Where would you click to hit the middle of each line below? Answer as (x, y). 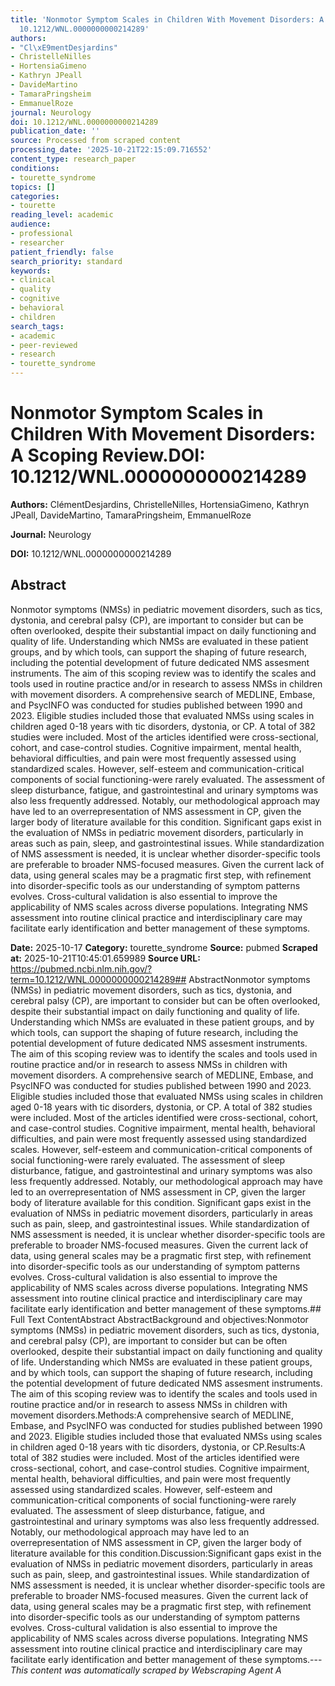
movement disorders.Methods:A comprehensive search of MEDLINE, (152, 1415)
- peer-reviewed (44, 345)
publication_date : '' (55, 131)
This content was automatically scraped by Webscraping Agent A (146, 1670)
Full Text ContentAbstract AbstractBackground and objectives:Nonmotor (159, 1319)
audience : (31, 224)
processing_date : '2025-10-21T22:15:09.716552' (111, 150)
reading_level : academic (62, 215)
